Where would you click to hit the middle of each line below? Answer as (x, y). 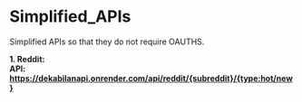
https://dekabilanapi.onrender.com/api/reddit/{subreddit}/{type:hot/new (151, 78)
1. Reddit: (27, 59)
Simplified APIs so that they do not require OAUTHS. (107, 42)
